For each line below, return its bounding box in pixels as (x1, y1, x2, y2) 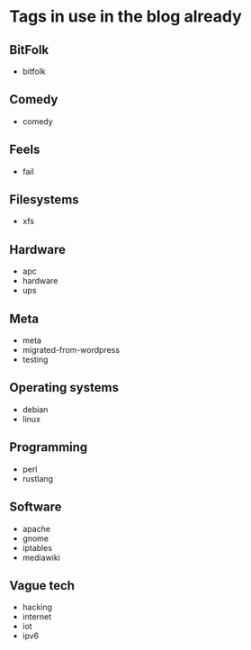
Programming (9, 439, 88, 456)
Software (9, 500, 62, 515)
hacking (22, 601, 52, 613)
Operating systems (9, 380, 120, 395)
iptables (22, 542, 52, 553)
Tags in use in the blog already (9, 6, 242, 27)
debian (22, 403, 49, 415)
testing (22, 354, 49, 366)
